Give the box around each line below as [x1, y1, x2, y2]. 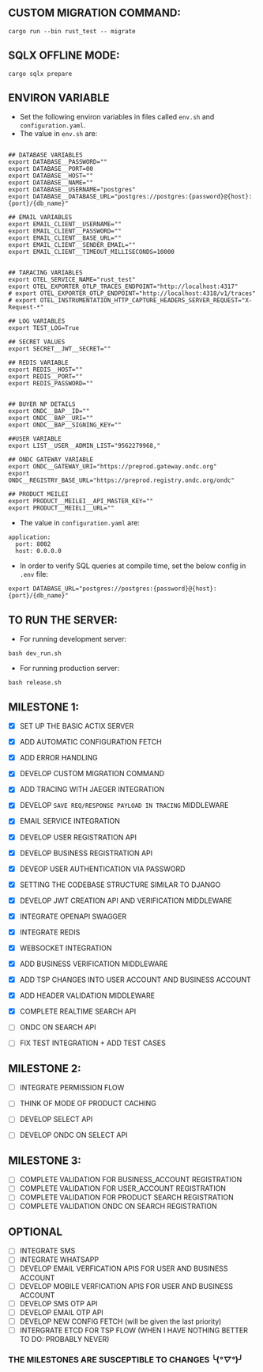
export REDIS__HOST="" [8, 366, 83, 374]
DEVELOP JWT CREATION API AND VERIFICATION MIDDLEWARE [19, 896, 233, 905]
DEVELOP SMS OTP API [19, 1298, 98, 1308]
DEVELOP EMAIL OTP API [19, 1307, 104, 1317]
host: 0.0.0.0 [15, 548, 62, 555]
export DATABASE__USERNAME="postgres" [8, 186, 136, 194]
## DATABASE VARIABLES [8, 151, 83, 159]
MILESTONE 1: [8, 700, 80, 714]
